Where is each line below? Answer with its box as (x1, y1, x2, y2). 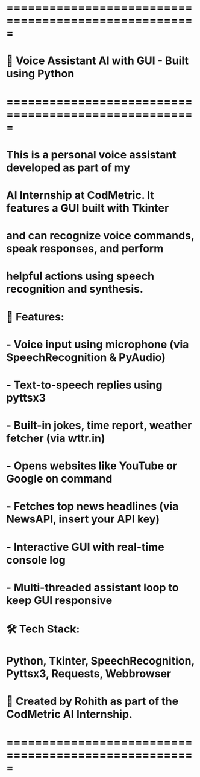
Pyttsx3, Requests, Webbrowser (6, 667, 172, 681)
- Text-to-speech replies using (6, 378, 163, 392)
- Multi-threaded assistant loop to (6, 580, 179, 594)
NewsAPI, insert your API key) (6, 512, 160, 526)
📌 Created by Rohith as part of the (6, 695, 179, 708)
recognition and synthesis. (6, 282, 143, 296)
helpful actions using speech (6, 270, 155, 283)
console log (6, 553, 66, 567)
